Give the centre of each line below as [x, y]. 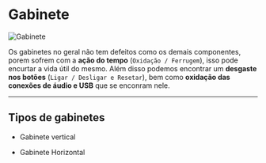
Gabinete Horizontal [52, 152]
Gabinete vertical [47, 137]
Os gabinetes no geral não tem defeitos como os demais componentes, [125, 51]
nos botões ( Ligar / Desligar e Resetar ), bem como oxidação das [120, 77]
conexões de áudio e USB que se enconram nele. [89, 85]
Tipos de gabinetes [57, 118]
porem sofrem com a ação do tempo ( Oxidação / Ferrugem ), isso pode [123, 60]
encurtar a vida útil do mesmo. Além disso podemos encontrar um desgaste [133, 68]
